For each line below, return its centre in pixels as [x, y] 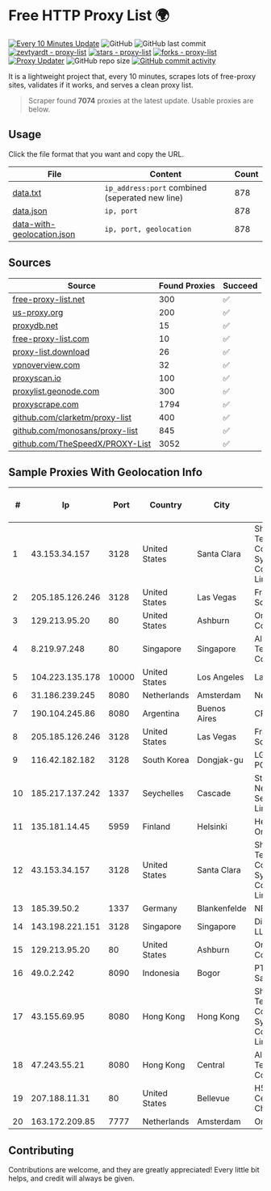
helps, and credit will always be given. [71, 1178]
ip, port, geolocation [148, 229]
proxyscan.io [37, 378]
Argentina [161, 713]
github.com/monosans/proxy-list [75, 431]
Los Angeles [221, 677]
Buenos [211, 709]
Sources [30, 263]
